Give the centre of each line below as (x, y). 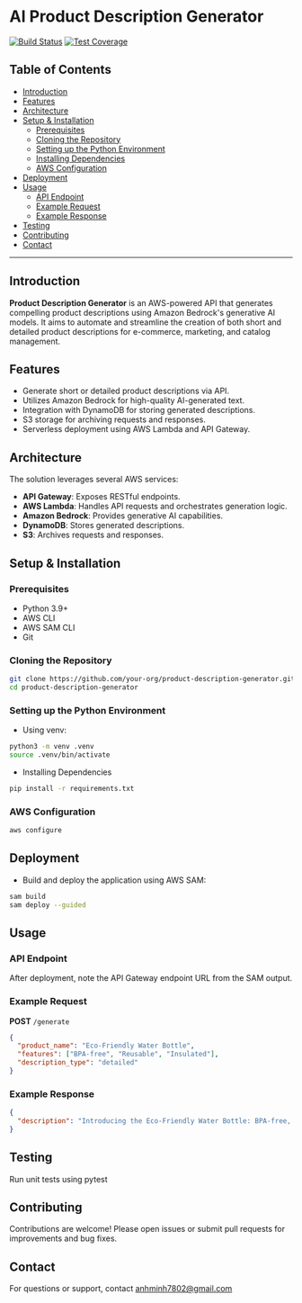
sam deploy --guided (48, 905)
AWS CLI (39, 617)
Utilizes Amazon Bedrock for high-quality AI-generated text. (133, 400)
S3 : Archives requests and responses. (93, 535)
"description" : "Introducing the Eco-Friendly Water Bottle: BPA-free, (155, 1121)
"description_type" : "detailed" (78, 1063)
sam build (28, 896)
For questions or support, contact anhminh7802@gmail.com (121, 1289)
